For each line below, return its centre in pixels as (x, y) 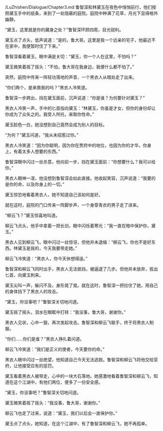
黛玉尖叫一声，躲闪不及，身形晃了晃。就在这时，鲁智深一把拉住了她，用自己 (81, 285)
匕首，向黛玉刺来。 (24, 275)
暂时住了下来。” (45, 46)
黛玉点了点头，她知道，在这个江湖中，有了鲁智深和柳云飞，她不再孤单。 (77, 423)
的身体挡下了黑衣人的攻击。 (33, 291)
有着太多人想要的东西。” (37, 151)
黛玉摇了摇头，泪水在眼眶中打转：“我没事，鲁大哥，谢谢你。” (65, 312)
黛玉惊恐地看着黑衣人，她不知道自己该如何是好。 (54, 195)
